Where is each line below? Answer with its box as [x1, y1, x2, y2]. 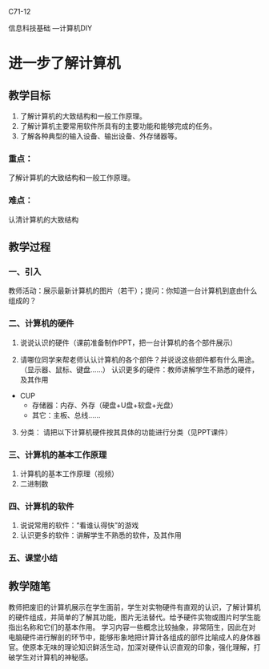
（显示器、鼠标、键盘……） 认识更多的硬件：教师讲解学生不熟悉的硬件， [19, 364, 259, 375]
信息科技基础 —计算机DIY [8, 23, 93, 33]
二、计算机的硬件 [8, 318, 74, 329]
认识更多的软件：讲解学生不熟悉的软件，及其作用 [19, 531, 182, 540]
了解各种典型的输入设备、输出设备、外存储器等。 [19, 131, 182, 141]
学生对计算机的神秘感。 [14, 652, 93, 662]
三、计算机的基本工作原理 [8, 449, 107, 460]
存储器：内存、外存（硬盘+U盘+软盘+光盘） [31, 400, 178, 410]
